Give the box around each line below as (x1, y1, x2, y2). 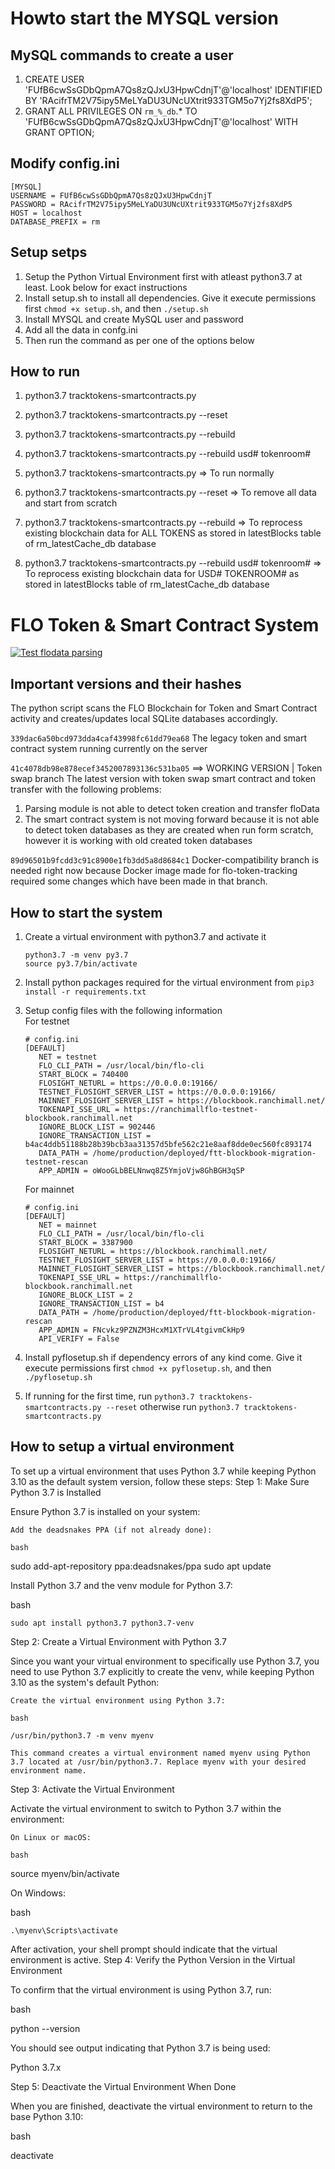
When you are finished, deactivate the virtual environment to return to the (10, 2100, 313, 2112)
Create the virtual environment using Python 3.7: (10, 1695, 226, 1706)
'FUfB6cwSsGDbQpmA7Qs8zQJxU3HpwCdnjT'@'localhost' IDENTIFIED (24, 84, 323, 96)
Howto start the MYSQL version (10, 7, 279, 30)
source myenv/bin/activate (10, 1867, 120, 1879)
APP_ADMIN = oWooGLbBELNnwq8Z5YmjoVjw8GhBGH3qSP (38, 1166, 245, 1176)
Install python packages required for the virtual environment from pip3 (24, 977, 315, 988)
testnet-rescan (24, 1157, 89, 1167)
